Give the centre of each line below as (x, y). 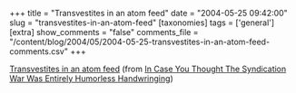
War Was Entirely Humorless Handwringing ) (92, 79)
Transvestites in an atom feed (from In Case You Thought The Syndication (148, 69)
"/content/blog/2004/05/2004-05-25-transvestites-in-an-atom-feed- (140, 42)
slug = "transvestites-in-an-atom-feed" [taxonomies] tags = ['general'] (142, 23)
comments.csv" (39, 51)
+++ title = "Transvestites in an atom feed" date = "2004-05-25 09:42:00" (148, 13)
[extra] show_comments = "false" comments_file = (104, 32)
